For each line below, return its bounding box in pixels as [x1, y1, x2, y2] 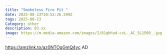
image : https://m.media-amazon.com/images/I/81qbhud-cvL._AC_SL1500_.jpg [5, 30, 162, 35]
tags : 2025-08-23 [5, 16, 41, 21]
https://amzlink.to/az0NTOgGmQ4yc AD [5, 44, 88, 50]
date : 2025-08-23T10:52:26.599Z [5, 12, 72, 17]
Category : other [5, 21, 39, 26]
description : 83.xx [5, 26, 46, 31]
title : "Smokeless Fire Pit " [5, 7, 68, 12]
